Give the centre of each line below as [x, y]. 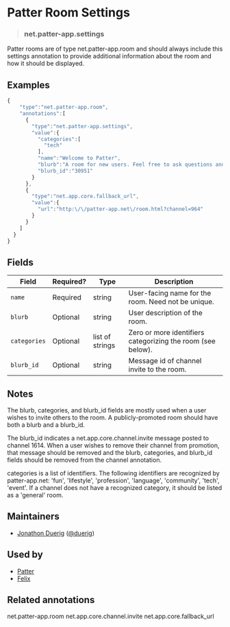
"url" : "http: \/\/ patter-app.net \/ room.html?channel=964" [120, 209]
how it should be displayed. [46, 64]
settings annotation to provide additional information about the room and [110, 56]
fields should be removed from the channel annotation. [85, 460]
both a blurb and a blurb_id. [46, 425]
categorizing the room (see [172, 341]
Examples [28, 85]
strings [104, 345]
